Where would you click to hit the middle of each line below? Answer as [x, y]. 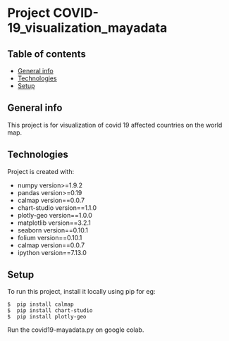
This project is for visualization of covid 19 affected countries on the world [115, 125]
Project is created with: [41, 171]
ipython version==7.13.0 [52, 252]
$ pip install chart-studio [50, 311]
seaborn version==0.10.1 [52, 230]
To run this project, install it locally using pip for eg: [81, 292]
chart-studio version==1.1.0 [57, 207]
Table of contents [47, 54]
